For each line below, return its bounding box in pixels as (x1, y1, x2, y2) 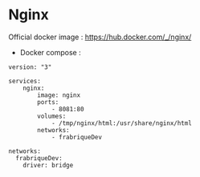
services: (8, 77, 42, 85)
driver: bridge (22, 161, 74, 169)
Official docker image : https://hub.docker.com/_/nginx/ (8, 32, 192, 42)
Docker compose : (19, 47, 82, 57)
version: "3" (8, 62, 52, 71)
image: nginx (37, 91, 81, 99)
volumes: (37, 112, 67, 120)
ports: (37, 98, 59, 106)
